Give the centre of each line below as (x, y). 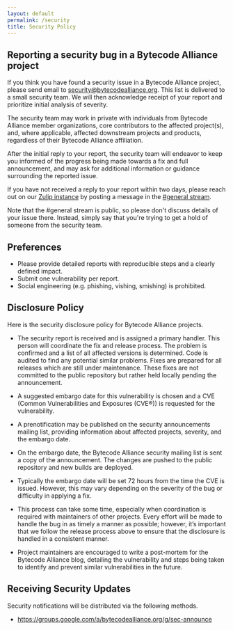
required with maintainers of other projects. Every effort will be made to (120, 517)
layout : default (31, 14)
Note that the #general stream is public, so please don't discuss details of (113, 210)
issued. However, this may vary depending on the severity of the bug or (120, 488)
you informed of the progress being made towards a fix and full (98, 162)
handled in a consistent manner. (63, 538)
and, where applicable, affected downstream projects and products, (104, 133)
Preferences (34, 247)
